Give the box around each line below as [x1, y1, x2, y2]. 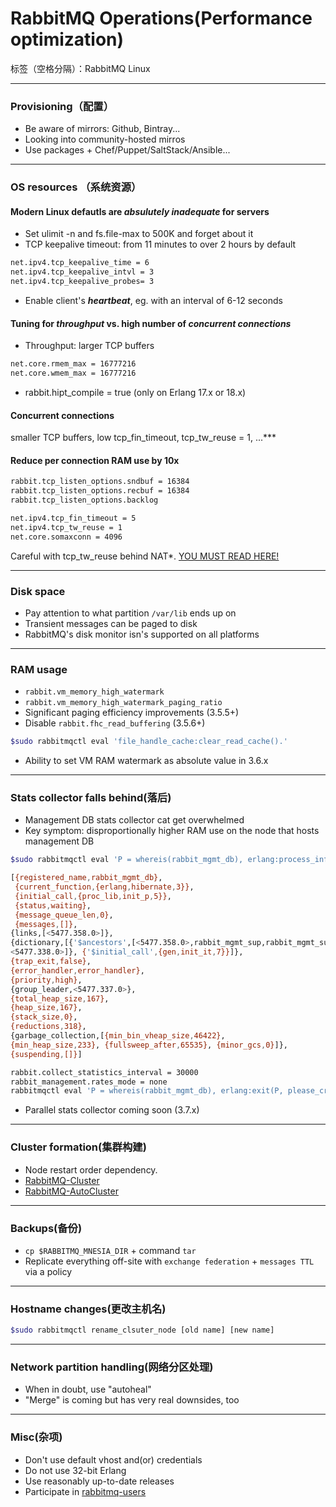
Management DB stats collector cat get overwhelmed [24, 814, 245, 826]
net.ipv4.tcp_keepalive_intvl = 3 [10, 267, 155, 277]
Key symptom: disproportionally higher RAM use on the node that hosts [24, 825, 320, 837]
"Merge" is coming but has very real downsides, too [24, 1394, 240, 1406]
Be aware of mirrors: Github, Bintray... [24, 123, 181, 135]
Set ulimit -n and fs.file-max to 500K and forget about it [24, 228, 254, 240]
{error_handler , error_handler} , [10, 965, 145, 976]
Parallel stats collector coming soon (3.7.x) [24, 1104, 200, 1116]
